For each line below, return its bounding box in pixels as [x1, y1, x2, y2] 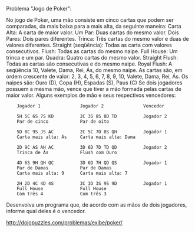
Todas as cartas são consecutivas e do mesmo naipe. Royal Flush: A [6, 60, 173, 67]
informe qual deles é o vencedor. [6, 208, 87, 214]
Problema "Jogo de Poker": [6, 5, 72, 12]
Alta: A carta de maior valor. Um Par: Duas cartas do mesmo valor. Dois [6, 29, 179, 36]
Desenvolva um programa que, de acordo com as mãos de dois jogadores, [6, 201, 187, 208]
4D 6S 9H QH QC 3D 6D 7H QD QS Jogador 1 [16, 160, 167, 166]
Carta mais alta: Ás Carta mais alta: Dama [16, 134, 135, 140]
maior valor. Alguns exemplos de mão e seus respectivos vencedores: [6, 92, 176, 99]
